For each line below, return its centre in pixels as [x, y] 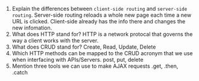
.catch [20, 72]
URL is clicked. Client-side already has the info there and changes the [99, 21]
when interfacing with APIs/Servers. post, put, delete [77, 60]
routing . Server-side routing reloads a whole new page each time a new [102, 15]
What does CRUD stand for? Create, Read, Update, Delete [84, 47]
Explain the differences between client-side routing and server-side [99, 9]
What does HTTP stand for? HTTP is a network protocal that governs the [102, 34]
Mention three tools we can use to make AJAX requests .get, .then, [95, 66]
